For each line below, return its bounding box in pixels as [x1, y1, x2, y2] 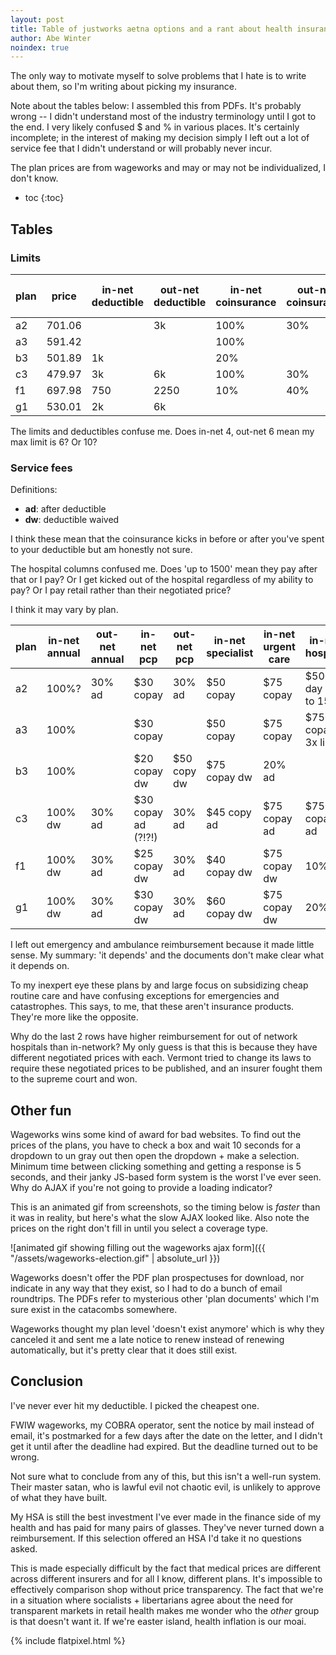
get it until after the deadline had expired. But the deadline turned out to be [10, 1440, 319, 1452]
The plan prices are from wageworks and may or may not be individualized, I [10, 162, 326, 174]
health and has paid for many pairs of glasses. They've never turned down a [10, 1521, 325, 1533]
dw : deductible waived [24, 514, 120, 526]
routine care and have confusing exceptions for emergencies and [10, 990, 280, 1002]
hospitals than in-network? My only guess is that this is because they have [10, 1041, 318, 1053]
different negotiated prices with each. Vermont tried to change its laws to [10, 1052, 312, 1064]
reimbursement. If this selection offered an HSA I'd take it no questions [10, 1532, 302, 1544]
